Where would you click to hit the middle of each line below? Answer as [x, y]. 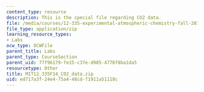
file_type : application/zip [42, 29]
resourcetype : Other [32, 68]
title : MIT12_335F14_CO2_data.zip [50, 74]
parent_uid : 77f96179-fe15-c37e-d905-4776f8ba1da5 [72, 62]
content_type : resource [36, 12]
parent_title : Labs [31, 51]
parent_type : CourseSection [42, 57]
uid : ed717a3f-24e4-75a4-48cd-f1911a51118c [62, 79]
